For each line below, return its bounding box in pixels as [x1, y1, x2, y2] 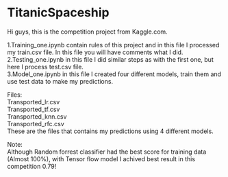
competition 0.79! [7, 162, 57, 170]
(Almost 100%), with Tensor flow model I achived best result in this [7, 154, 196, 163]
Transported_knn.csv [7, 112, 67, 121]
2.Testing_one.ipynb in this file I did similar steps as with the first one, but [7, 55, 214, 63]
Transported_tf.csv [7, 105, 60, 113]
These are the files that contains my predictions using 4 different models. [7, 127, 214, 135]
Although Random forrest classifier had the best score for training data [7, 147, 207, 156]
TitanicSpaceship [7, 5, 110, 21]
